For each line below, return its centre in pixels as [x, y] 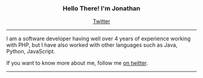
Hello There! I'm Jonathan [101, 8]
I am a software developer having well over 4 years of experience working [98, 39]
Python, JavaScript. [31, 52]
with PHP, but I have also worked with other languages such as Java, [92, 45]
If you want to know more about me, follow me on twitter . [77, 63]
